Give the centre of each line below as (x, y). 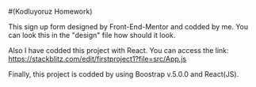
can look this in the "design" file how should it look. (92, 35)
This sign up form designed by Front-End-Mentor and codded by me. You (128, 26)
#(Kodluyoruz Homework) (50, 11)
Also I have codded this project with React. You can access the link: (118, 50)
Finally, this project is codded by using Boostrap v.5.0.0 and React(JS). (124, 74)
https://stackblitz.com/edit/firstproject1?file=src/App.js (97, 59)
